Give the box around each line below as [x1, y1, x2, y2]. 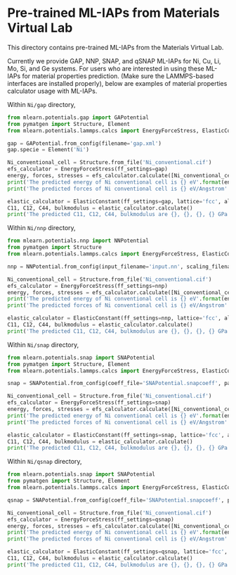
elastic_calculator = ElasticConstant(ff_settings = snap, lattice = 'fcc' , [7, 431, 225, 438]
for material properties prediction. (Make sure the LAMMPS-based [22, 72, 214, 80]
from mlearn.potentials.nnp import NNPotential [7, 237, 150, 244]
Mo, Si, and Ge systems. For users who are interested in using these [7, 64, 205, 72]
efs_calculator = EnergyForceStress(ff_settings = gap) [7, 165, 169, 173]
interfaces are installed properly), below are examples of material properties [7, 79, 228, 87]
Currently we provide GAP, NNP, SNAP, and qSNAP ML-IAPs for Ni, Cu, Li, [7, 56, 221, 65]
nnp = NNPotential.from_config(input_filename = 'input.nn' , [7, 263, 184, 270]
